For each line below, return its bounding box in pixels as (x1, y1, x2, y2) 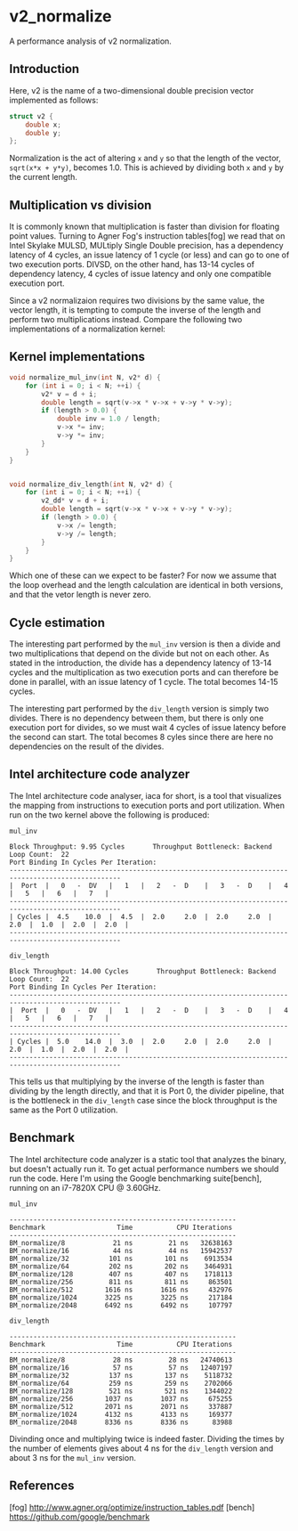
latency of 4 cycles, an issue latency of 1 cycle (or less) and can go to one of (9, 249, 290, 260)
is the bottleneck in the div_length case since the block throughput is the (9, 1095, 278, 1105)
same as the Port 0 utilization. (9, 1104, 118, 1115)
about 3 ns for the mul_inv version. (9, 1452, 136, 1462)
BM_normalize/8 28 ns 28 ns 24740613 (9, 1356, 233, 1364)
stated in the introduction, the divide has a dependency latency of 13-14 (9, 657, 272, 669)
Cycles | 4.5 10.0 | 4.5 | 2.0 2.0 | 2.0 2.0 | (17, 912, 273, 921)
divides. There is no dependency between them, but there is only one (9, 713, 264, 723)
